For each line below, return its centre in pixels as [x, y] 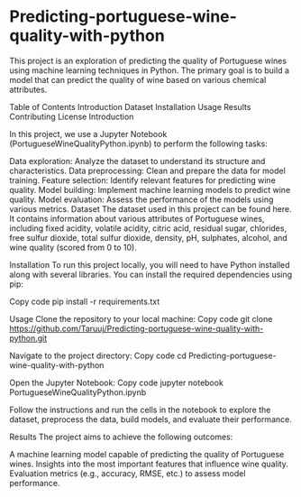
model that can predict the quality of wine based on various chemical [138, 79]
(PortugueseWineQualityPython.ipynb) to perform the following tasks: [139, 143]
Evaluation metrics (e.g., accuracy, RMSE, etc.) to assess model [128, 473]
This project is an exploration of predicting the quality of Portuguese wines [148, 60]
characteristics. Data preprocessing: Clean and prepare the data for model [147, 170]
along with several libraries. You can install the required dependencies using [151, 274]
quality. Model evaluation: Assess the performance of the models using [141, 199]
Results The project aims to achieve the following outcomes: [121, 437]
